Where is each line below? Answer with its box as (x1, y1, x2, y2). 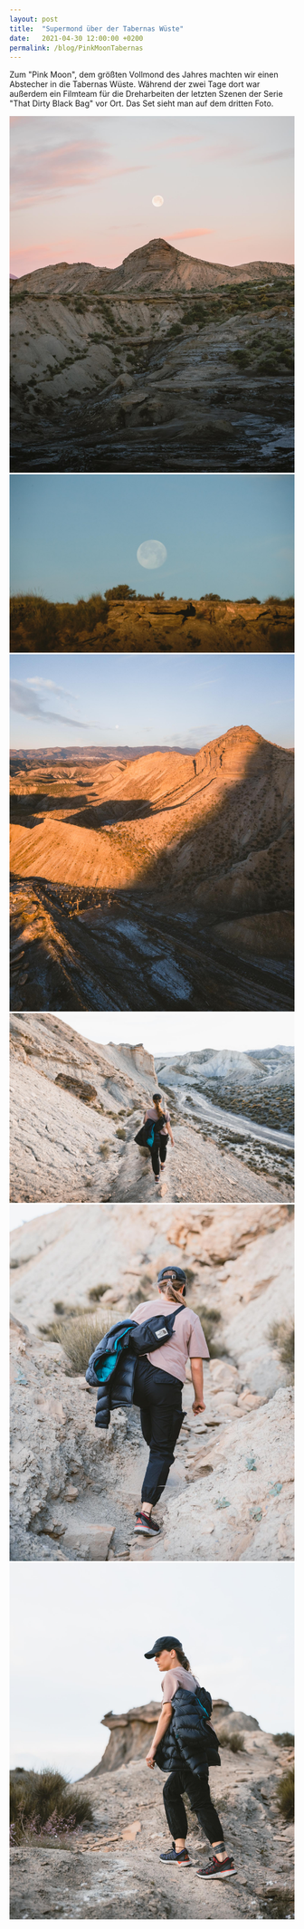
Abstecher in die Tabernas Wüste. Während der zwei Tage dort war (9, 79, 261, 90)
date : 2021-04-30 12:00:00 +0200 (9, 34, 144, 43)
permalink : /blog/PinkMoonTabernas (9, 43, 144, 53)
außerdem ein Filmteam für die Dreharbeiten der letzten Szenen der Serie (9, 89, 283, 100)
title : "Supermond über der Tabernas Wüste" (9, 24, 184, 34)
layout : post (9, 14, 59, 24)
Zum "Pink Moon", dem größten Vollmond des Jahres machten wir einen (9, 69, 279, 81)
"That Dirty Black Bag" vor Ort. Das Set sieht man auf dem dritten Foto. (9, 98, 274, 109)
